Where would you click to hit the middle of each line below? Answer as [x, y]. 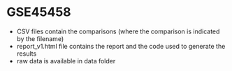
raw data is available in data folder [66, 61]
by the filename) [40, 38]
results [27, 54]
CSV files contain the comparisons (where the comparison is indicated [118, 31]
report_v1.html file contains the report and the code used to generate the [121, 46]
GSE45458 [39, 12]
